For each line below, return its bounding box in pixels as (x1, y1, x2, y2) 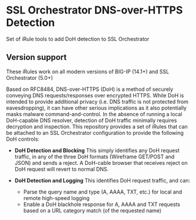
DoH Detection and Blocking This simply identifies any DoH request (14, 147, 180, 154)
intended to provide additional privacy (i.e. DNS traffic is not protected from (6, 98, 189, 105)
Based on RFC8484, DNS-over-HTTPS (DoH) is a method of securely (6, 86, 174, 93)
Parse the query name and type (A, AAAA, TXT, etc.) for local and (23, 188, 183, 195)
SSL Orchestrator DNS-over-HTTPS (6, 4, 183, 17)
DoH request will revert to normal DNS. (14, 165, 109, 172)
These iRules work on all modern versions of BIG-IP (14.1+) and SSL (6, 68, 169, 75)
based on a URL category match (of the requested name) (23, 207, 162, 214)
